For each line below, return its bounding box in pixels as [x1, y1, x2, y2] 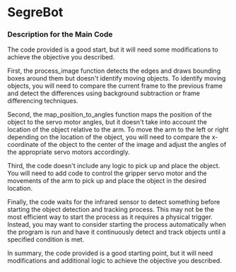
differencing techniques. [7, 97, 79, 105]
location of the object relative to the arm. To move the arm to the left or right [7, 125, 229, 134]
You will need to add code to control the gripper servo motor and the [7, 169, 207, 177]
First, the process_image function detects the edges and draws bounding [7, 66, 221, 75]
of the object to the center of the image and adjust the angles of [40, 141, 227, 149]
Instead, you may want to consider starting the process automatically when [7, 220, 226, 229]
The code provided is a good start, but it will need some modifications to [7, 45, 219, 54]
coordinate [7, 141, 39, 149]
